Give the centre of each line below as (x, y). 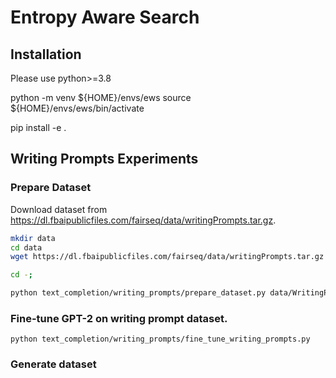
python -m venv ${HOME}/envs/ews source (101, 97)
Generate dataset (53, 364)
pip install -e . (38, 127)
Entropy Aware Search (105, 17)
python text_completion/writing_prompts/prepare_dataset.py (138, 293)
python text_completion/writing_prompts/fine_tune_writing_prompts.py (160, 339)
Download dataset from (59, 209)
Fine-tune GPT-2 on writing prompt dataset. (119, 318)
